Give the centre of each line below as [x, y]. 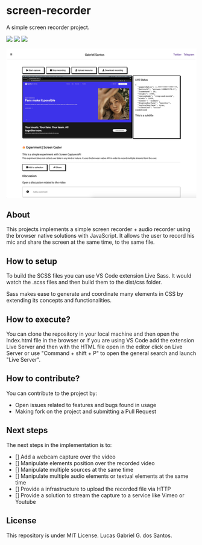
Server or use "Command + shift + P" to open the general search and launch [101, 353]
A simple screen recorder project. [48, 27]
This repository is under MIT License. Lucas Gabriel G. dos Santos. [89, 535]
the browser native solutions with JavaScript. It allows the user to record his [100, 236]
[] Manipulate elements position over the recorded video [85, 463]
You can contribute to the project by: [52, 393]
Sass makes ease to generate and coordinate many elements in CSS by [95, 294]
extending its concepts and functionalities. [59, 301]
